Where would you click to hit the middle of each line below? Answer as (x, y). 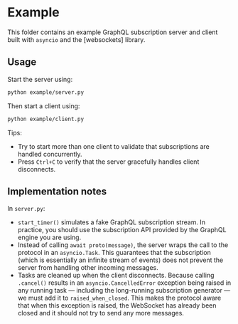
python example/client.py (45, 119)
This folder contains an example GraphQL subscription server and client (113, 32)
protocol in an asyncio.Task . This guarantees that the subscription (114, 253)
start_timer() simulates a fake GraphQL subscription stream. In (112, 222)
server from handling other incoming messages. (88, 268)
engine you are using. (49, 237)
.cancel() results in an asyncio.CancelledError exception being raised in (124, 283)
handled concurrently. (50, 154)
